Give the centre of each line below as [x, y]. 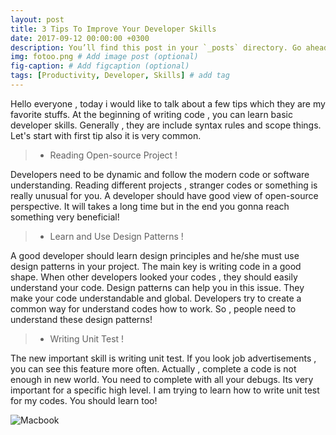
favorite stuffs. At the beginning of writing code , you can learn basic [151, 114]
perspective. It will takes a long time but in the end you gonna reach [150, 206]
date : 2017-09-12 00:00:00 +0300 [80, 38]
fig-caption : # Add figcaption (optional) [100, 66]
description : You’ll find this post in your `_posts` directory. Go [156, 47]
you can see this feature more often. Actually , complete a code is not [153, 368]
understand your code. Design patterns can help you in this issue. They [157, 287]
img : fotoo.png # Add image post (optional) [104, 57]
